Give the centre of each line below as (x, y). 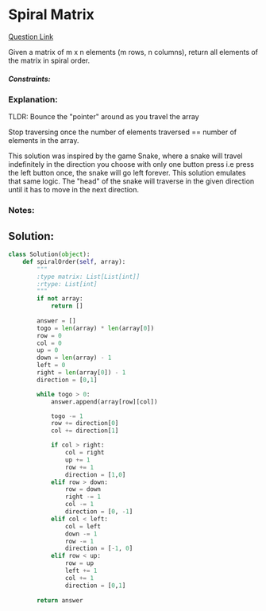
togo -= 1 (67, 416)
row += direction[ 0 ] (85, 423)
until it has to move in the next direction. (74, 190)
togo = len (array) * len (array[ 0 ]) (96, 328)
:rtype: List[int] (67, 284)
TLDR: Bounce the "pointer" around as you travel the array (104, 117)
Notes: (21, 211)
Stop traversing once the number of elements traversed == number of (123, 132)
